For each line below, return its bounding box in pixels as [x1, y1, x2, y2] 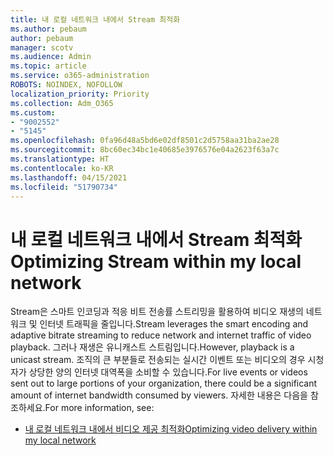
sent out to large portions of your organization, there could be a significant [10, 377, 318, 390]
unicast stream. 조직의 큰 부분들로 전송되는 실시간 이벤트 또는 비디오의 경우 [10, 354, 306, 366]
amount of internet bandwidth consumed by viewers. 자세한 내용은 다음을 [10, 389, 308, 401]
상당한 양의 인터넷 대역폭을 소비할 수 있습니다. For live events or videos [28, 366, 308, 378]
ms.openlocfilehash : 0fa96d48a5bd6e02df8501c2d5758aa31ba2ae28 [10, 136, 280, 146]
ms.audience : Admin [10, 52, 92, 62]
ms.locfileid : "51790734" [10, 182, 118, 192]
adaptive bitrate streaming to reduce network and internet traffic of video [10, 329, 312, 341]
